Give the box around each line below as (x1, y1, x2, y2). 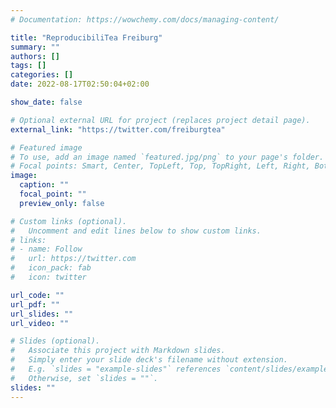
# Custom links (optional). (10, 216, 128, 226)
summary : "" (10, 42, 60, 52)
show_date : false (10, 97, 83, 107)
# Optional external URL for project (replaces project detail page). (10, 115, 311, 125)
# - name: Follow (10, 244, 83, 255)
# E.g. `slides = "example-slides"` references (10, 364, 222, 374)
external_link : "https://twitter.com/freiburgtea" (10, 124, 226, 135)
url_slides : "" (10, 309, 74, 319)
